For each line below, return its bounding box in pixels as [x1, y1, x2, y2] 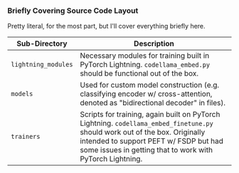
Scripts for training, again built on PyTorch [80, 110, 221, 120]
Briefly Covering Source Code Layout [7, 6, 139, 16]
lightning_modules [11, 61, 73, 69]
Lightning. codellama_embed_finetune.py [80, 118, 213, 128]
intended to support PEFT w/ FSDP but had [80, 136, 224, 146]
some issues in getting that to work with [80, 145, 213, 155]
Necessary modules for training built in [80, 51, 210, 61]
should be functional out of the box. [80, 68, 199, 78]
